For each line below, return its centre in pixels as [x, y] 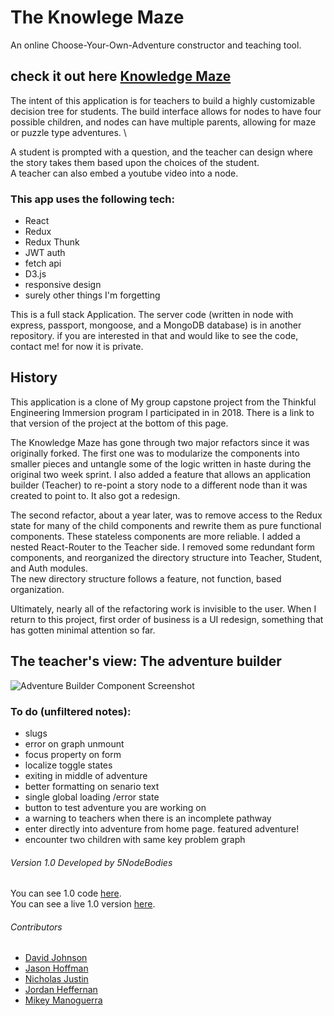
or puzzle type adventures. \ [68, 132]
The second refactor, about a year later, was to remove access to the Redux [166, 515]
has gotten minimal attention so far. [83, 630]
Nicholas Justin [56, 979]
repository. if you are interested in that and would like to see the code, [154, 336]
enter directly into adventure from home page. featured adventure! [162, 828]
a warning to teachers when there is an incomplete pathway [148, 818]
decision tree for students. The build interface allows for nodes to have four [166, 111]
